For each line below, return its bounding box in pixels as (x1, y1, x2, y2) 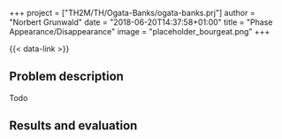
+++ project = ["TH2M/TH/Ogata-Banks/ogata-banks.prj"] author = (9, 8, 255, 18)
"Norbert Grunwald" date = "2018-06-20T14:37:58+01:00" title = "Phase (9, 17, 273, 27)
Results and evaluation (9, 119, 138, 134)
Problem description (9, 69, 124, 84)
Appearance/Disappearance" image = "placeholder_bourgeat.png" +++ (9, 27, 271, 36)
